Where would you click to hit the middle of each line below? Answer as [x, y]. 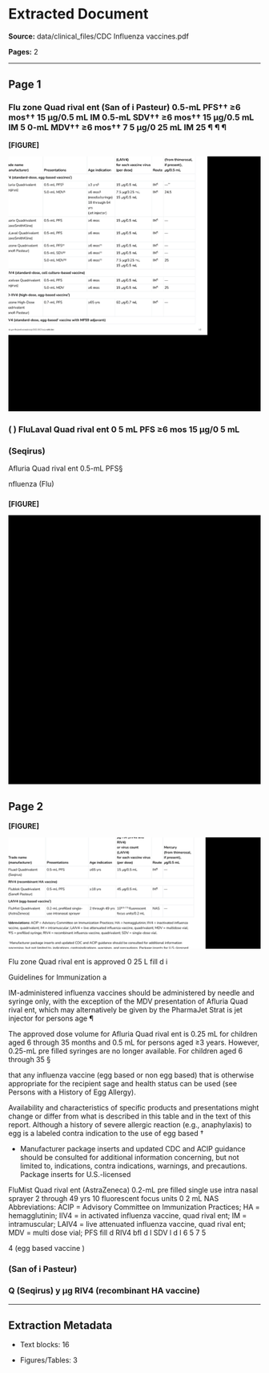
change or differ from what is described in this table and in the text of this [130, 1116]
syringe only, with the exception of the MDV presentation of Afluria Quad [128, 1001]
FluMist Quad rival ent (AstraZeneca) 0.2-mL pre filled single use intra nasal [133, 1190]
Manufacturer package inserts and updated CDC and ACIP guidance [132, 1149]
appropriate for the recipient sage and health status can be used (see [123, 1084]
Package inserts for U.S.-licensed [75, 1175]
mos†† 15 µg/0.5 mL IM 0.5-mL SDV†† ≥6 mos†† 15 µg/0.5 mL [131, 117]
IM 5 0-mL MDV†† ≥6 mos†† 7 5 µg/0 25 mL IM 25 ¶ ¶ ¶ [117, 128]
